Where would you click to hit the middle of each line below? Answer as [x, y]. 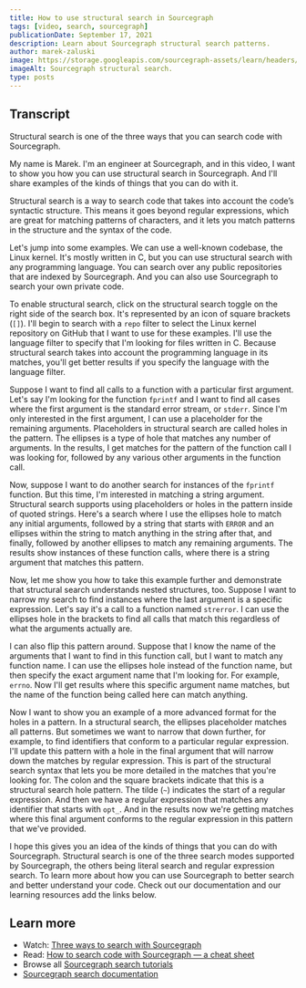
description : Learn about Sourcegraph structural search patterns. [140, 43]
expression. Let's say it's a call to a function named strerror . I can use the [149, 608]
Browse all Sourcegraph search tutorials [97, 964]
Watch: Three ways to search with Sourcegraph [112, 945]
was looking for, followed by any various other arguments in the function [145, 457]
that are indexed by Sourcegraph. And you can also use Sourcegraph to [144, 276]
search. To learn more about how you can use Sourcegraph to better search [152, 875]
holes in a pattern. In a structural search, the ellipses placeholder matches [148, 722]
